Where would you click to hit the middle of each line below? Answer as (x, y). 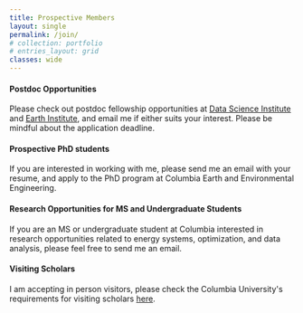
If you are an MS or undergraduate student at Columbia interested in (137, 229)
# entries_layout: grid (54, 52)
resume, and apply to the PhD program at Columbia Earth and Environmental (152, 178)
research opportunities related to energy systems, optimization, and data (145, 238)
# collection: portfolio (56, 43)
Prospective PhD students (60, 148)
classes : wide (36, 60)
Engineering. (33, 188)
